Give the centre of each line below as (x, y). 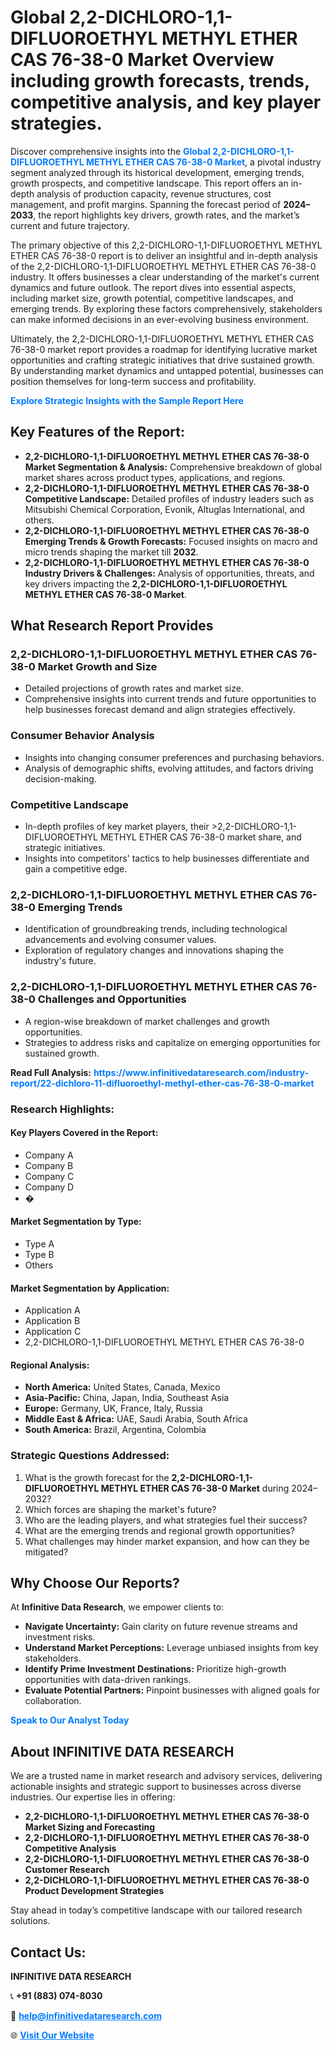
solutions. (30, 1921)
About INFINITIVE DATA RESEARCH (122, 1751)
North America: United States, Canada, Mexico (122, 1387)
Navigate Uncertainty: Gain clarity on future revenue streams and (161, 1627)
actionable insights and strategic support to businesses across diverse (156, 1787)
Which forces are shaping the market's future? (120, 1509)
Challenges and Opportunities (112, 999)
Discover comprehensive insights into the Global (110, 151)
